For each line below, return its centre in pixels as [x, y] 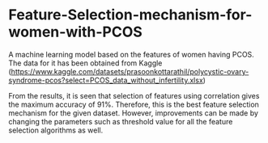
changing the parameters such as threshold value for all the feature [121, 121]
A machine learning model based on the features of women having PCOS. [132, 54]
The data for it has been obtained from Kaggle [85, 63]
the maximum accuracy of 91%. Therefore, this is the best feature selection [134, 104]
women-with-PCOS [76, 32]
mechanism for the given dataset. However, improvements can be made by [134, 113]
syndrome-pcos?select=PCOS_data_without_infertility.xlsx [106, 80]
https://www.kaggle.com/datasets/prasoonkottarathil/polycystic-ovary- [130, 71]
